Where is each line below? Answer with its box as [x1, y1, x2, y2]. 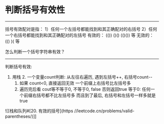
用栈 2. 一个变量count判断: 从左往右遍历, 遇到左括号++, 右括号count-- [12, 74, 153, 80]
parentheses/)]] [5, 113, 37, 119]
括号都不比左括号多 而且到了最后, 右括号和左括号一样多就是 [36, 92, 156, 98]
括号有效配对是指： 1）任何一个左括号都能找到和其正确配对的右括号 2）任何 [5, 26, 158, 32]
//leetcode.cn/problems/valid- [74, 108, 135, 114]
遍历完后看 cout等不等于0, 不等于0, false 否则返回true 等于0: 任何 [19, 86, 151, 92]
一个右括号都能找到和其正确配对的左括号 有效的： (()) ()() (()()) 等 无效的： [5, 32, 154, 38]
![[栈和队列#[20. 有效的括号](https [5, 108, 73, 114]
